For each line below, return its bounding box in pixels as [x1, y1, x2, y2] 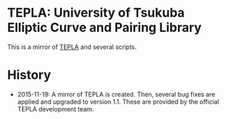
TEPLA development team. [17, 104, 94, 113]
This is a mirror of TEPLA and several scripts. [7, 42, 137, 51]
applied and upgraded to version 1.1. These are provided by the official [17, 97, 220, 106]
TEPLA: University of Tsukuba [7, 5, 185, 21]
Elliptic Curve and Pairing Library [7, 19, 202, 35]
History [7, 68, 52, 83]
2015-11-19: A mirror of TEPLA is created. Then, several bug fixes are [17, 90, 216, 98]
